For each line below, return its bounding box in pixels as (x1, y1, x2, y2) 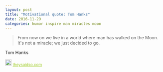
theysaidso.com (12, 62, 42, 68)
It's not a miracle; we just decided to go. (17, 40, 100, 46)
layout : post (5, 7, 32, 12)
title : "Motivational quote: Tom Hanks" (5, 12, 91, 17)
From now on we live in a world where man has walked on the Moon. (17, 35, 159, 41)
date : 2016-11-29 (5, 16, 41, 21)
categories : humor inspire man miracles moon (5, 21, 101, 26)
